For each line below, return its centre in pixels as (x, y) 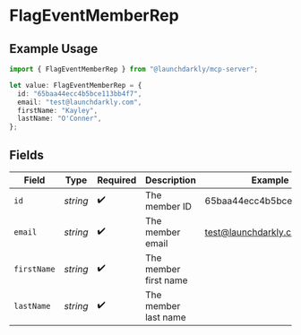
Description (171, 180)
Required (117, 180)
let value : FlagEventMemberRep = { (76, 85)
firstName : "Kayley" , (58, 110)
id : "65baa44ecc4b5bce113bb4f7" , (80, 94)
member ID (168, 206)
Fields (27, 155)
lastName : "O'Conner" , (60, 119)
